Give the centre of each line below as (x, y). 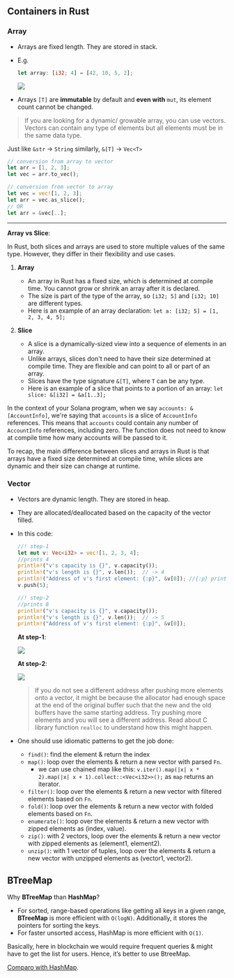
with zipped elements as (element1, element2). (94, 843)
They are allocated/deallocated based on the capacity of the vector (114, 512)
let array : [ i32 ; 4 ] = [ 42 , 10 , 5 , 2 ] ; (75, 73)
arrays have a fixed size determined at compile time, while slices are (105, 458)
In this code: (35, 533)
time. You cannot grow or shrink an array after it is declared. (114, 288)
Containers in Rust (48, 12)
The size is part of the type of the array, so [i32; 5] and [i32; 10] (123, 295)
